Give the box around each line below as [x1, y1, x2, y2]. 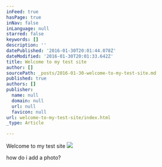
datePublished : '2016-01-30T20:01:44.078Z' [6, 48, 117, 54]
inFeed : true [6, 8, 39, 15]
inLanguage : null [6, 25, 50, 32]
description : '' [6, 42, 47, 48]
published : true [6, 75, 47, 81]
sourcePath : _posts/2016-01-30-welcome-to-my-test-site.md [6, 70, 157, 76]
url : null [11, 103, 36, 110]
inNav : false [6, 20, 39, 26]
